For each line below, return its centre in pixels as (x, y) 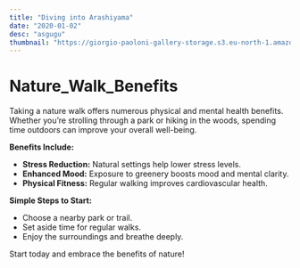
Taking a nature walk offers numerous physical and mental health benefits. (146, 111)
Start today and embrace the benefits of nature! (97, 254)
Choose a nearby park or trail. (77, 218)
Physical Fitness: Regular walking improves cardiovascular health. (145, 183)
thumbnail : (29, 42)
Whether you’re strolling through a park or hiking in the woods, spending (143, 120)
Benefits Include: (42, 147)
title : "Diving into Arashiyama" (71, 17)
